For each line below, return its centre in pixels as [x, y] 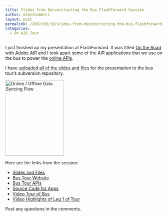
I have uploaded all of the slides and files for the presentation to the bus [79, 68]
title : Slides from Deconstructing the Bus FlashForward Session [74, 10]
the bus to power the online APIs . [39, 58]
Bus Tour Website [30, 178]
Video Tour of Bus [31, 194]
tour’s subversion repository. [34, 73]
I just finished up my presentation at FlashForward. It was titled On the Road [83, 47]
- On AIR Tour [24, 33]
